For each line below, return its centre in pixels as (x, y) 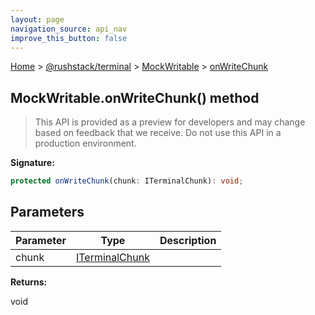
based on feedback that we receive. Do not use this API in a (158, 133)
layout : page (37, 19)
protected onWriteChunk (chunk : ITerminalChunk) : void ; (127, 181)
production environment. (85, 143)
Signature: (32, 163)
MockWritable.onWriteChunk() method (135, 97)
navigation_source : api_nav (69, 29)
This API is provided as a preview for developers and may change (170, 122)
